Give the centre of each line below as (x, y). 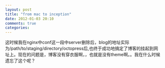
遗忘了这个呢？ (20, 61)
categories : (17, 28)
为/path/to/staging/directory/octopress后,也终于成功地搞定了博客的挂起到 (80, 48)
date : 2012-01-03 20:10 (30, 19)
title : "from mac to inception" (38, 14)
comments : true (21, 23)
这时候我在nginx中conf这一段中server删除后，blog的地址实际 (67, 43)
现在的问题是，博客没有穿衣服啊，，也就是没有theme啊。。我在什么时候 (89, 55)
